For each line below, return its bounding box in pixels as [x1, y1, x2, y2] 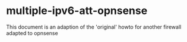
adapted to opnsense [6, 29, 58, 36]
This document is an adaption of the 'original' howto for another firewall [6, 23, 182, 30]
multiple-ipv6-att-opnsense [6, 4, 148, 17]
